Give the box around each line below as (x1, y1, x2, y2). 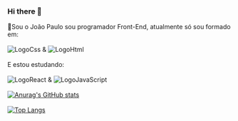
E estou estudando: (7, 60, 65, 69)
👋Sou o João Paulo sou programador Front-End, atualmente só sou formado (7, 23, 231, 31)
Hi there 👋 (7, 6, 43, 16)
